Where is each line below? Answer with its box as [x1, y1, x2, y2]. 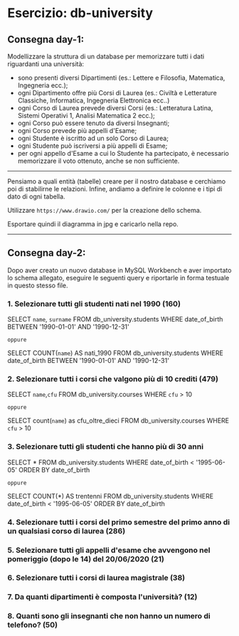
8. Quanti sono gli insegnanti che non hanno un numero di [7, 611, 211, 621]
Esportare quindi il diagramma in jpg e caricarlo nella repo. [7, 220, 179, 228]
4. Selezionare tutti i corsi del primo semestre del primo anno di [7, 517, 230, 527]
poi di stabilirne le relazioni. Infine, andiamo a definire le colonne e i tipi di [7, 185, 223, 193]
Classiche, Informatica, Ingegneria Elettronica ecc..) [17, 96, 170, 105]
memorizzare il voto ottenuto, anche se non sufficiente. [17, 157, 180, 165]
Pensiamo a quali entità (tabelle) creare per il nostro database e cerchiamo [7, 177, 226, 186]
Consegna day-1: [7, 33, 85, 46]
